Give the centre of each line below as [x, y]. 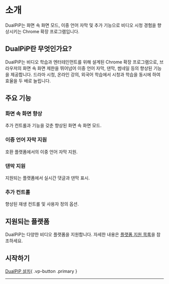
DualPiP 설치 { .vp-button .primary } [41, 271]
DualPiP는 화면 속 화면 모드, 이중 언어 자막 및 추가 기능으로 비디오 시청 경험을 [81, 25]
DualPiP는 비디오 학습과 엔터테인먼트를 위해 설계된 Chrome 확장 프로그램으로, [82, 62]
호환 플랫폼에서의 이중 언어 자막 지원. [41, 152]
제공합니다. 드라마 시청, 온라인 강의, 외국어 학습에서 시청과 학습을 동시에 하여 [86, 74]
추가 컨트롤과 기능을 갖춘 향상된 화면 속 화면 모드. [54, 126]
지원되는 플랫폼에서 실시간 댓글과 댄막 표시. [48, 178]
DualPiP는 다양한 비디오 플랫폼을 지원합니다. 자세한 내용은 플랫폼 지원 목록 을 [80, 235]
